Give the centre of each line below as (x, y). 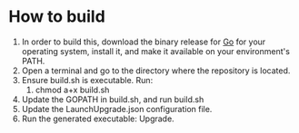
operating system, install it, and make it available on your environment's (155, 51)
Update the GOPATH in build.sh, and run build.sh (113, 99)
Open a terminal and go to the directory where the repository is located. (156, 71)
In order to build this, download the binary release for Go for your (144, 42)
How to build (57, 17)
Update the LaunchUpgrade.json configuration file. (117, 109)
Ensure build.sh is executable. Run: (87, 80)
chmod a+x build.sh (72, 90)
